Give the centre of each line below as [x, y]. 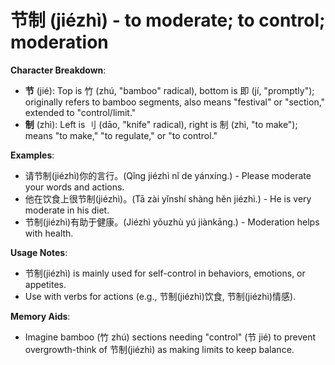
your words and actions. [74, 187]
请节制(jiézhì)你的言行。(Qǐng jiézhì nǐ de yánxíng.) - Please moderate [168, 175]
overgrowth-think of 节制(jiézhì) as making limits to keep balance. [159, 349]
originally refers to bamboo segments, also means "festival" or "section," [175, 102]
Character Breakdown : [58, 70]
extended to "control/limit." [80, 112]
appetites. [45, 284]
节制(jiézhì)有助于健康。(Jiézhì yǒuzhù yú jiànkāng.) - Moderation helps [172, 222]
